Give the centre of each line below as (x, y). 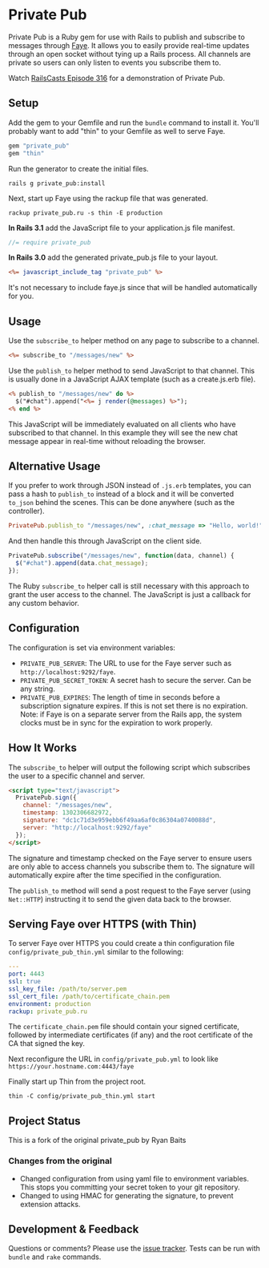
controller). (27, 511)
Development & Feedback (74, 1229)
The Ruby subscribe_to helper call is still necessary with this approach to (129, 586)
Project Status (45, 1121)
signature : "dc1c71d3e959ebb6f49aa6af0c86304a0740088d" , (120, 820)
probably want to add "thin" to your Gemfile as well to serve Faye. (117, 131)
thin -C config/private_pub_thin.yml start (82, 1096)
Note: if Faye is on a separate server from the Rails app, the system (131, 714)
